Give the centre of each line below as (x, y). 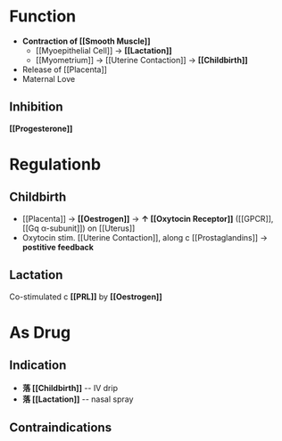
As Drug (40, 332)
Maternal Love (49, 78)
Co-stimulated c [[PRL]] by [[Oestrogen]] (86, 297)
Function (43, 16)
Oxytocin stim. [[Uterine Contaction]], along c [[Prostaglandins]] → (145, 237)
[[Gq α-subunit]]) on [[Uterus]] (79, 228)
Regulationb (55, 164)
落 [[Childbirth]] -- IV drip (70, 388)
